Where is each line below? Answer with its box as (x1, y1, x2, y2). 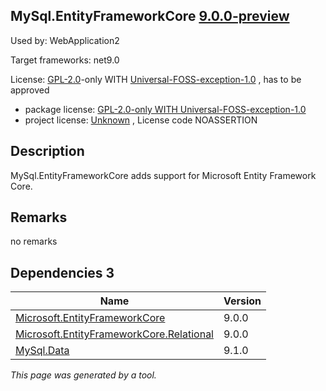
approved (10, 84, 50, 96)
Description (10, 143, 85, 160)
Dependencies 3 (10, 264, 115, 281)
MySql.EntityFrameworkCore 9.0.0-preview (10, 8, 290, 25)
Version (223, 294, 262, 308)
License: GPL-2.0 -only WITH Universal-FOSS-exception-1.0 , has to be (10, 73, 302, 85)
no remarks (10, 235, 58, 248)
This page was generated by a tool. (10, 369, 157, 381)
